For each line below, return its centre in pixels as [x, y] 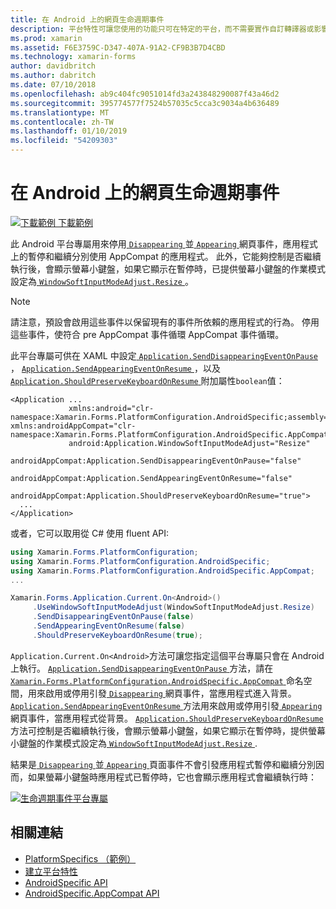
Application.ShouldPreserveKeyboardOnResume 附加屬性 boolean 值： [147, 380]
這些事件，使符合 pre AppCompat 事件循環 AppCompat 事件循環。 [147, 334]
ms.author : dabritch [53, 76]
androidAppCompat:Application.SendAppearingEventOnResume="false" [151, 478]
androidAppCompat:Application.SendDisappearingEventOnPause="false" [156, 461]
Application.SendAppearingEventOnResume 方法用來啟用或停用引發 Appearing [166, 705]
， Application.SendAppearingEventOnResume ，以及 [115, 368]
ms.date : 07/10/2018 [53, 85]
